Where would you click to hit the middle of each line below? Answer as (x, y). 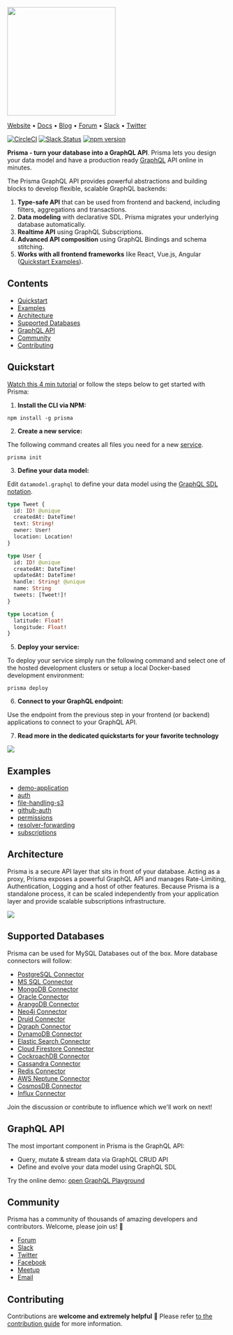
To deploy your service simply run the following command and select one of (116, 660)
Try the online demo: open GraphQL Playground (76, 1180)
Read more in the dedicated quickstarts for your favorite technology (118, 736)
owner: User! (32, 530)
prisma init (24, 457)
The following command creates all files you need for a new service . (105, 444)
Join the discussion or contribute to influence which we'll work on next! (110, 1107)
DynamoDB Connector (50, 1034)
